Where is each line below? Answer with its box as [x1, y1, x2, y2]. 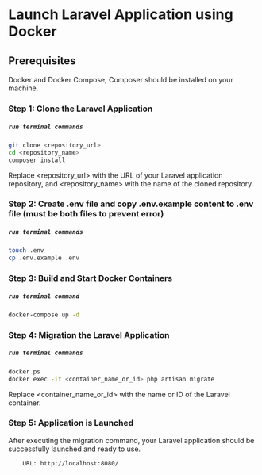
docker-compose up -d [8, 311, 80, 319]
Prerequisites [8, 54, 76, 67]
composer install [8, 156, 66, 164]
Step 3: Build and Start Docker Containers [8, 273, 173, 284]
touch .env [8, 247, 44, 255]
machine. [8, 83, 39, 93]
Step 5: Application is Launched [8, 418, 133, 429]
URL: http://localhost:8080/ [22, 459, 119, 467]
